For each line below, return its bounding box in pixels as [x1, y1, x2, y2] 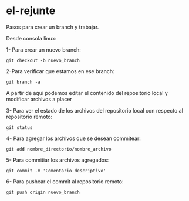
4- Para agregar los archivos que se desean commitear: [6, 135, 141, 142]
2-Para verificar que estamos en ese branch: [6, 67, 114, 74]
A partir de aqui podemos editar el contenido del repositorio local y [6, 89, 168, 96]
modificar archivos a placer [6, 96, 72, 103]
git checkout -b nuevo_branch [6, 57, 80, 63]
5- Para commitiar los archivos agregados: [6, 156, 109, 163]
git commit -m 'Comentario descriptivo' [6, 168, 107, 173]
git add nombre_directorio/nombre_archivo [6, 146, 112, 152]
